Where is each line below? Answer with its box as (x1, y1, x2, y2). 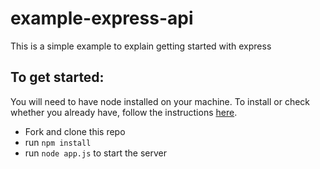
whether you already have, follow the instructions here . (10, 106, 238, 118)
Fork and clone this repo (24, 125, 126, 137)
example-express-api (10, 7, 194, 30)
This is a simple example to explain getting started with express (10, 40, 272, 52)
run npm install (24, 136, 92, 148)
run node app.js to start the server (24, 147, 167, 159)
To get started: (10, 69, 105, 86)
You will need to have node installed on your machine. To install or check (10, 95, 311, 107)
